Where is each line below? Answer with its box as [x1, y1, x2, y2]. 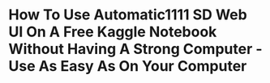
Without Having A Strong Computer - [8, 40, 263, 58]
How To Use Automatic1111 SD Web [8, 6, 247, 24]
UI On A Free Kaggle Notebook [8, 23, 217, 41]
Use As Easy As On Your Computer [8, 57, 247, 76]
